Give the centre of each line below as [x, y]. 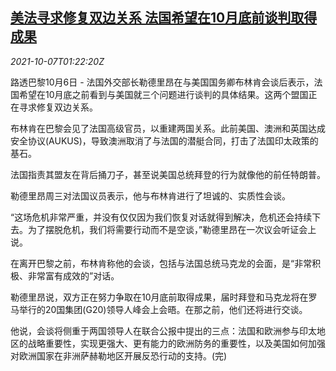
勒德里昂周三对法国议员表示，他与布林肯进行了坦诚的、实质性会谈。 [150, 195]
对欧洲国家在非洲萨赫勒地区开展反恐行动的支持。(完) [119, 355]
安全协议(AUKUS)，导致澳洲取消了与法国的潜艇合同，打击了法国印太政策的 [164, 140]
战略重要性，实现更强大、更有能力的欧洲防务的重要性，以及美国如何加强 [176, 343]
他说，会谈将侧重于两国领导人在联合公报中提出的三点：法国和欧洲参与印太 [163, 330]
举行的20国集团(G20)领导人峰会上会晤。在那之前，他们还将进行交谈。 [163, 309]
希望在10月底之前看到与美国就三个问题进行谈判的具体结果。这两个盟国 [163, 94]
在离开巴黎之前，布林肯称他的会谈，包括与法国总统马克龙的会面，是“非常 [161, 263]
